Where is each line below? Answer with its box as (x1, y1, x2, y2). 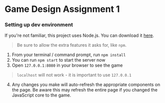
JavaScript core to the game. (11, 92, 71, 98)
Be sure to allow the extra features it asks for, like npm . (16, 42, 127, 48)
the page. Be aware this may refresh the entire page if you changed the (11, 87, 158, 93)
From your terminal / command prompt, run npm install (11, 52, 126, 58)
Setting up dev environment (4, 21, 73, 28)
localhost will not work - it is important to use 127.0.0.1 (16, 72, 132, 78)
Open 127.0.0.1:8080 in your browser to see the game (11, 62, 123, 68)
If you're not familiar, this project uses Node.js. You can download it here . (4, 32, 154, 38)
